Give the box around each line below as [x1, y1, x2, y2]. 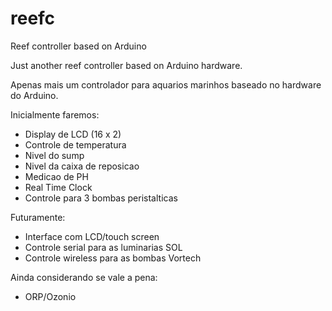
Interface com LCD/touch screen [24, 230, 160, 242]
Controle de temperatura [24, 138, 127, 151]
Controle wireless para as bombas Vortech [24, 252, 202, 264]
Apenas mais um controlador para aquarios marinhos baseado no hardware [10, 78, 322, 91]
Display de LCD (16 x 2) [24, 128, 122, 140]
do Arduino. [10, 89, 59, 101]
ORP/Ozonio [24, 290, 77, 302]
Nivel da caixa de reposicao [24, 160, 140, 172]
